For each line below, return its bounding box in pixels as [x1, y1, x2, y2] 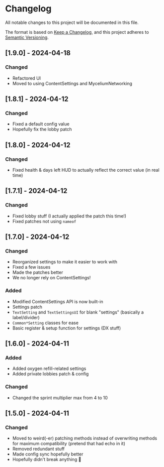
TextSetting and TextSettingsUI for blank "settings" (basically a [12, 309, 144, 315]
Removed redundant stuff [12, 446, 65, 452]
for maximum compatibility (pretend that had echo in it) [12, 441, 126, 447]
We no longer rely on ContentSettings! [12, 275, 91, 281]
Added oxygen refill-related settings [12, 365, 86, 371]
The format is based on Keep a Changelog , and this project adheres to [5, 29, 149, 35]
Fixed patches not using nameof [12, 218, 77, 224]
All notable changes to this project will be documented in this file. [5, 19, 139, 25]
